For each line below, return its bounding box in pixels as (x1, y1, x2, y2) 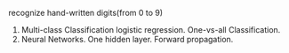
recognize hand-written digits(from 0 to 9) (8, 8, 164, 18)
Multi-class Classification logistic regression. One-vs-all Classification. (20, 25, 281, 34)
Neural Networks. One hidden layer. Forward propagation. (20, 34, 234, 44)
